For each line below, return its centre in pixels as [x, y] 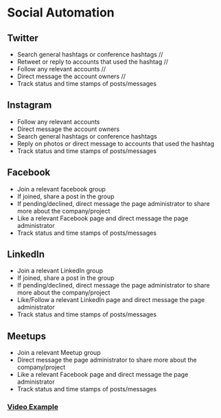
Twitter [23, 38]
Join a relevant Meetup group [59, 353]
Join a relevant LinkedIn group [60, 271]
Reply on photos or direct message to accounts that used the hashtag [116, 143]
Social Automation [61, 13]
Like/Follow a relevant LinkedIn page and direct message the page [111, 300]
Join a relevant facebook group [61, 189]
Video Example [33, 407]
